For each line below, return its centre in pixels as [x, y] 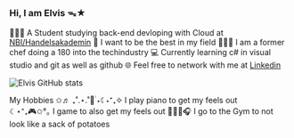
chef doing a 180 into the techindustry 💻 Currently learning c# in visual [140, 53]
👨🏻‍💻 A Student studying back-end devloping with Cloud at [117, 33]
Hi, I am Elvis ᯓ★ [48, 12]
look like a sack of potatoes [60, 124]
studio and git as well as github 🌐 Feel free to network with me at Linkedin [145, 65]
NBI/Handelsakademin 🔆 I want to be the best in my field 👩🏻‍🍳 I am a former [147, 43]
